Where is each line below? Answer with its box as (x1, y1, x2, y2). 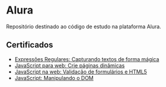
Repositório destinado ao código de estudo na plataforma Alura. (6, 23, 161, 30)
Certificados (6, 40, 54, 50)
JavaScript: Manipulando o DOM (14, 74, 94, 81)
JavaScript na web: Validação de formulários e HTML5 (14, 68, 147, 75)
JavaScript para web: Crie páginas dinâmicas (14, 62, 125, 69)
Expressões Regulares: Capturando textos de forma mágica (14, 55, 160, 62)
